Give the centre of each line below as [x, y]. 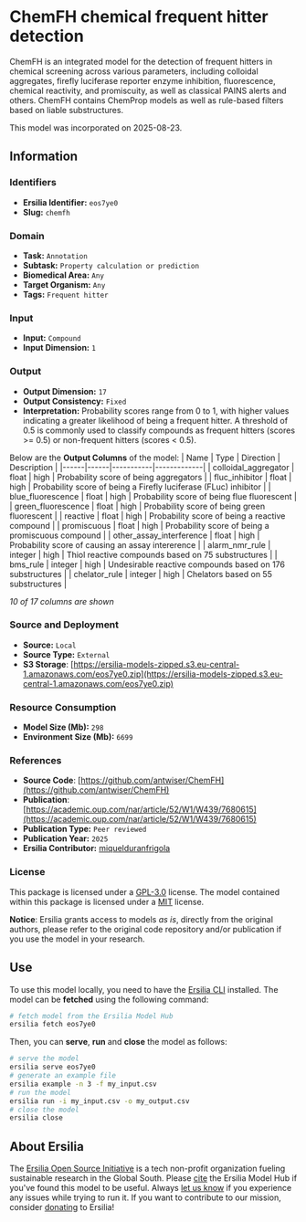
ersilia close [37, 1118]
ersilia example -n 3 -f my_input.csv [83, 1084]
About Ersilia [47, 1147]
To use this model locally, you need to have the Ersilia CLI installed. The [144, 989]
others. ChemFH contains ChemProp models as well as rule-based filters [147, 100]
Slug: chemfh [46, 212]
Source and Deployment [64, 625]
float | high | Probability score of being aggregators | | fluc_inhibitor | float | [151, 477]
